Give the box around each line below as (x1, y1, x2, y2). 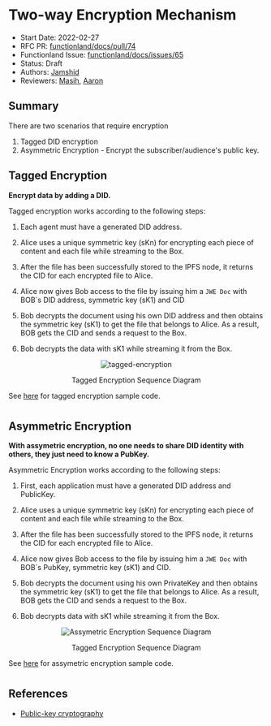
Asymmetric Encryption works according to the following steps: (8, 465, 221, 475)
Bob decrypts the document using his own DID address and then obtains (19, 310, 264, 320)
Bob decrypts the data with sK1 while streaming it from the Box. (19, 344, 233, 353)
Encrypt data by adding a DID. (8, 190, 111, 200)
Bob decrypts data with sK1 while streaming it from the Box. (19, 611, 221, 621)
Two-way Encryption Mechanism (8, 6, 237, 24)
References (8, 687, 68, 701)
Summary (8, 99, 59, 113)
